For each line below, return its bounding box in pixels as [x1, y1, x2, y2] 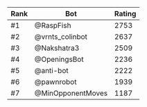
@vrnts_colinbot [34, 32, 88, 41]
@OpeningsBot [34, 55, 85, 64]
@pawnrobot [34, 77, 77, 86]
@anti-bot [34, 66, 69, 75]
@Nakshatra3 [34, 43, 80, 53]
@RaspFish [34, 21, 71, 30]
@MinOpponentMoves [34, 88, 108, 98]
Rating [114, 9, 137, 18]
